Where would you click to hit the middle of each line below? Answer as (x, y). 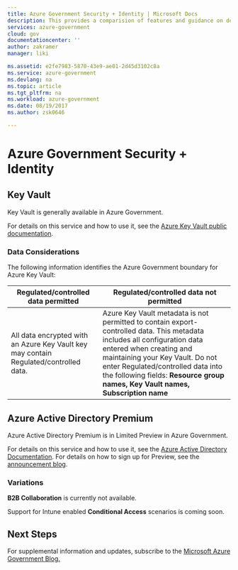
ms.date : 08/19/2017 (38, 106)
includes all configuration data (153, 340)
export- (185, 322)
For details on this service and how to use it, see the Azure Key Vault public (117, 226)
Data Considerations (44, 251)
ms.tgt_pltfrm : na (34, 93)
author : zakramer (33, 47)
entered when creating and (147, 349)
